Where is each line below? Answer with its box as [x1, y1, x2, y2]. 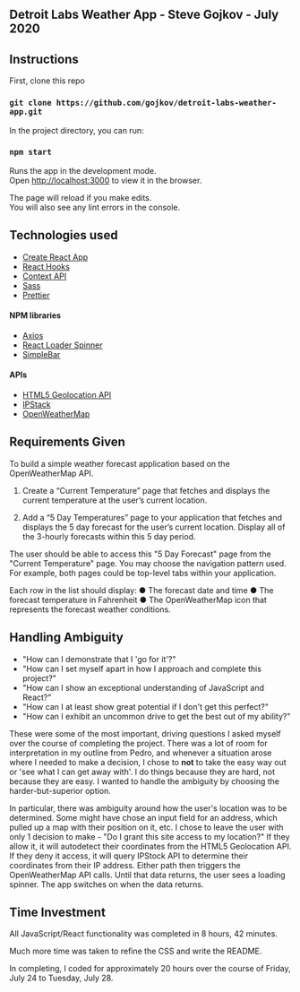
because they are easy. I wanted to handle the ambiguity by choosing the [9, 775, 280, 787]
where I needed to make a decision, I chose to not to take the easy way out [9, 756, 287, 767]
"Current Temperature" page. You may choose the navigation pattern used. [9, 557, 287, 568]
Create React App [21, 251, 89, 263]
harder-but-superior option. [9, 785, 112, 796]
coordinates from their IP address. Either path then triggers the [9, 859, 241, 870]
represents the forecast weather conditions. [9, 604, 172, 615]
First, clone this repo [9, 75, 85, 86]
